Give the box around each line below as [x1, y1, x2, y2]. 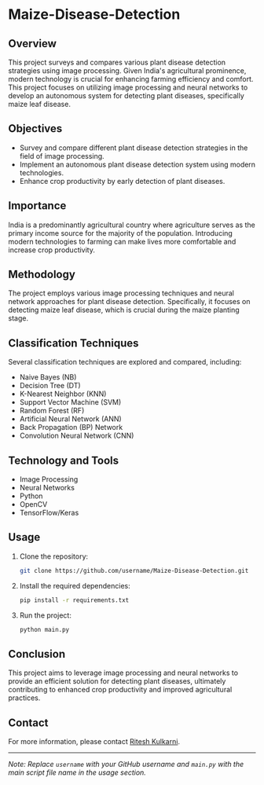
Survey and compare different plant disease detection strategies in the [19, 143, 248, 152]
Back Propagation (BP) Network [19, 423, 123, 432]
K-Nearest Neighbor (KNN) [19, 389, 107, 398]
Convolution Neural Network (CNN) [19, 431, 134, 441]
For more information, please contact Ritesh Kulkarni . [8, 737, 181, 746]
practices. [8, 693, 41, 702]
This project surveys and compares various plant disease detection [8, 57, 226, 67]
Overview [8, 37, 57, 50]
